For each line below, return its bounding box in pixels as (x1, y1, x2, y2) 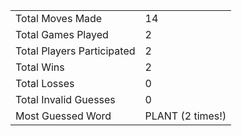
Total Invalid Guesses (15, 93, 116, 106)
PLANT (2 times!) (144, 109, 227, 123)
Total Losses (15, 77, 75, 90)
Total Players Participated (15, 44, 136, 58)
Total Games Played (15, 28, 109, 41)
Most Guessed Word (15, 109, 112, 123)
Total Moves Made (15, 12, 103, 25)
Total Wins (15, 60, 65, 74)
